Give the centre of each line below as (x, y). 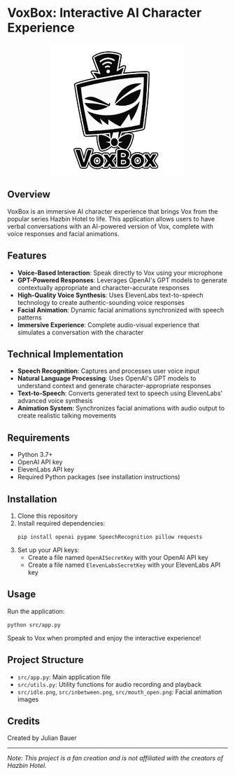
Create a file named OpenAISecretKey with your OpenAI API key (118, 557)
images (28, 699)
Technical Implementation (65, 354)
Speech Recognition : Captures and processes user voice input (108, 371)
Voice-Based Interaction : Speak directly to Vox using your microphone (120, 273)
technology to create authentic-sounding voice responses (101, 302)
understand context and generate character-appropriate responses (114, 386)
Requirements (38, 438)
